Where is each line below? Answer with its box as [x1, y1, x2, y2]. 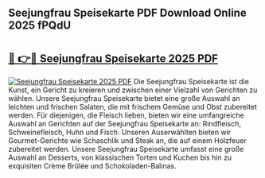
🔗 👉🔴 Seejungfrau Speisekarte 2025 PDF [8, 52, 219, 65]
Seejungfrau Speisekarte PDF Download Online [8, 6, 247, 20]
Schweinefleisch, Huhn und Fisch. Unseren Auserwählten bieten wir [8, 127, 232, 137]
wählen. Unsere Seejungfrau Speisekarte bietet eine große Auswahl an [8, 94, 240, 103]
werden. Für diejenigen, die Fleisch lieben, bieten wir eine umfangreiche [8, 110, 244, 120]
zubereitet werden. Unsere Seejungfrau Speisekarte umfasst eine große [8, 145, 244, 153]
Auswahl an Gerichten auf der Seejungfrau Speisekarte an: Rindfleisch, [8, 119, 241, 128]
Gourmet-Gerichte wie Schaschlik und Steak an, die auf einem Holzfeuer [8, 136, 247, 145]
